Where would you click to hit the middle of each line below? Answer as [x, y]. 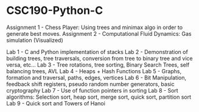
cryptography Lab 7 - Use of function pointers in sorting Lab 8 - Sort [92, 90]
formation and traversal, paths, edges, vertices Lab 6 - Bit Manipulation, [96, 77]
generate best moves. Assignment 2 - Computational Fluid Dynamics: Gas [99, 33]
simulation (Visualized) [35, 40]
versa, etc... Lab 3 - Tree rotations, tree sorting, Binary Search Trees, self [98, 65]
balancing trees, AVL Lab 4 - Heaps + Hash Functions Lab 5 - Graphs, [94, 71]
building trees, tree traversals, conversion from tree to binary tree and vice [100, 58]
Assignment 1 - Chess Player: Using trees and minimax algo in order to [95, 27]
